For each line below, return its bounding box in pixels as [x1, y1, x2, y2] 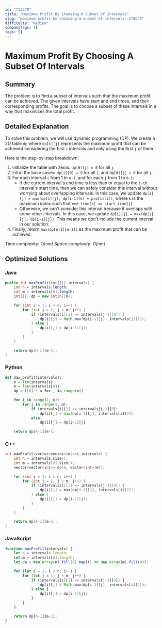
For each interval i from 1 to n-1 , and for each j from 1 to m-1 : [12, 175, 134, 180]
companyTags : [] [5, 25, 38, 30]
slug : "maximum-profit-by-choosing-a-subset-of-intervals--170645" [5, 16, 145, 21]
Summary [5, 80, 35, 88]
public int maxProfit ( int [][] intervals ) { [5, 280, 95, 285]
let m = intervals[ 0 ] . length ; [14, 555, 75, 560]
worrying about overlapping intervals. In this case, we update [19, 190, 142, 196]
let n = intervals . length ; [14, 551, 68, 556]
